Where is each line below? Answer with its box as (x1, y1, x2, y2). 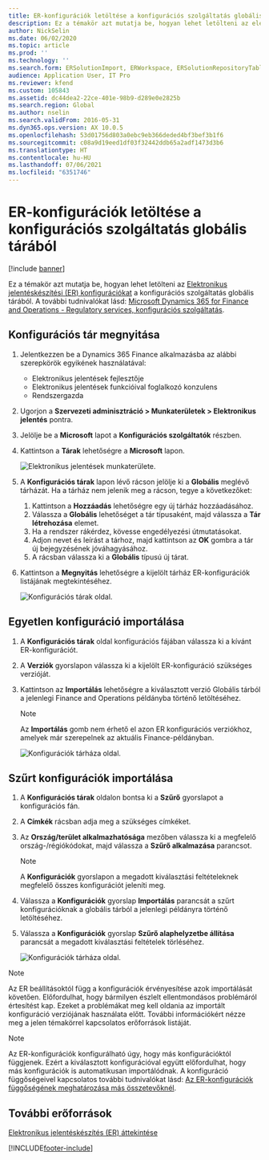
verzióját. (19, 669, 51, 678)
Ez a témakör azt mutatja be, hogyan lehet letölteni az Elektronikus (8, 279, 228, 289)
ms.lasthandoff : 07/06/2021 (8, 161, 102, 169)
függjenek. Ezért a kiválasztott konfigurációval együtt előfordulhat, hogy (8, 1057, 247, 1068)
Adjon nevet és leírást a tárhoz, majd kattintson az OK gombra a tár (31, 535, 254, 544)
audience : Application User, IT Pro (8, 71, 130, 79)
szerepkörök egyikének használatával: (19, 358, 147, 368)
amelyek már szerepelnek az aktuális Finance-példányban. (19, 732, 215, 743)
